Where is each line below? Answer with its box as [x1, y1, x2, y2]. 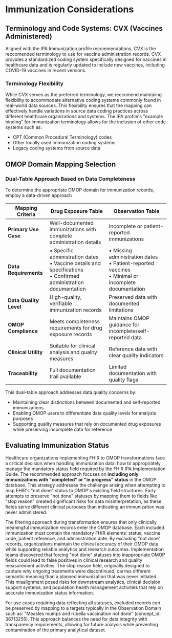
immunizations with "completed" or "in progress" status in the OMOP [5, 476, 157, 482]
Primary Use [8, 226, 39, 233]
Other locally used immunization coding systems [12, 140, 116, 146]
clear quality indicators [109, 351, 164, 359]
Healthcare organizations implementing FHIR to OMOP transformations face [5, 454, 165, 461]
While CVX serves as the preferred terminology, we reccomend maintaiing [5, 92, 162, 98]
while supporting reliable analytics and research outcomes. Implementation [5, 546, 164, 552]
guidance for [109, 321, 140, 328]
